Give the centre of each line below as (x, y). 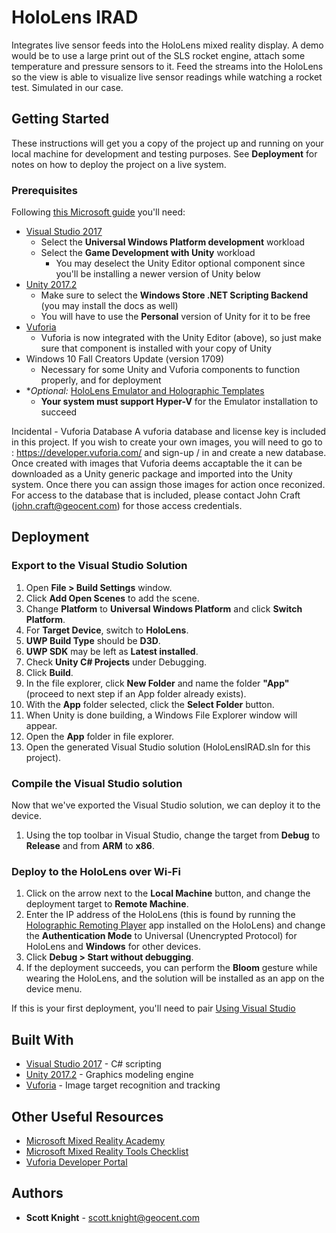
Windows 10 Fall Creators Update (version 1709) (125, 359)
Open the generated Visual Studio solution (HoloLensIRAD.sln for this (168, 747)
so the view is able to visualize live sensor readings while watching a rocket (167, 77)
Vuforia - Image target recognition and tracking (123, 1085)
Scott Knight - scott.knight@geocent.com (112, 1217)
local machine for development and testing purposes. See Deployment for (164, 153)
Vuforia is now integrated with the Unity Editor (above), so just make (181, 338)
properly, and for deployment (101, 380)
